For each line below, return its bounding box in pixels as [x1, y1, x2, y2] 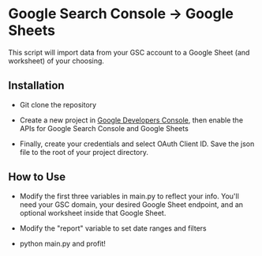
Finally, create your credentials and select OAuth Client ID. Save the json [19, 139, 255, 149]
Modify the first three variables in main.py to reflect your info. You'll [19, 191, 239, 201]
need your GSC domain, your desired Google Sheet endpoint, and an [19, 199, 243, 209]
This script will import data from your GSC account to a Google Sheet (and [8, 47, 250, 57]
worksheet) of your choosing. [8, 56, 105, 66]
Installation [8, 79, 65, 92]
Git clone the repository [19, 100, 97, 109]
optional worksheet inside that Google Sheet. [19, 208, 167, 217]
